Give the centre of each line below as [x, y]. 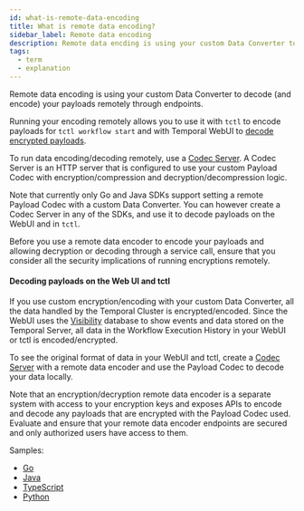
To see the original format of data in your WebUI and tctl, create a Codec [145, 358]
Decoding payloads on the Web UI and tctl [90, 281]
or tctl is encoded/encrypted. [64, 340]
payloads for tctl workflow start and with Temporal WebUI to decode [142, 130]
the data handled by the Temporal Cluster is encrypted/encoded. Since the [149, 311]
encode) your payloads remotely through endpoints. [106, 103]
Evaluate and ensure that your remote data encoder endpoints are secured [148, 423]
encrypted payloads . [48, 140]
